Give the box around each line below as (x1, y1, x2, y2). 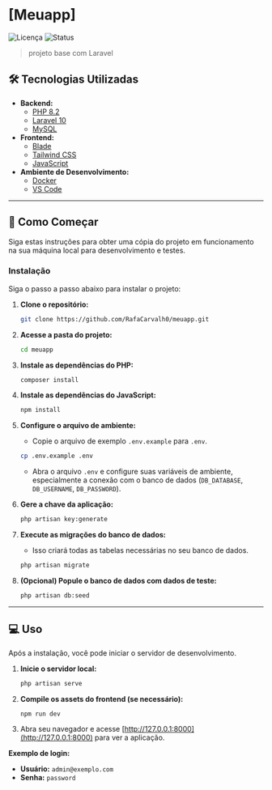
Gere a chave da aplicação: (19, 499, 113, 509)
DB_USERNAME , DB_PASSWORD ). (32, 484, 121, 494)
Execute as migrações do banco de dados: (19, 530, 166, 540)
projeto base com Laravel (28, 48, 113, 57)
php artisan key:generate (19, 516, 108, 524)
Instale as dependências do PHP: (19, 360, 134, 370)
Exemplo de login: (8, 749, 70, 758)
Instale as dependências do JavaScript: (19, 390, 156, 400)
